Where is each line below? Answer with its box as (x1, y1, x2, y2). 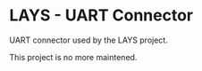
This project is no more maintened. (9, 51, 138, 62)
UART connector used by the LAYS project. (9, 35, 168, 45)
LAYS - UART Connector (9, 5, 194, 26)
